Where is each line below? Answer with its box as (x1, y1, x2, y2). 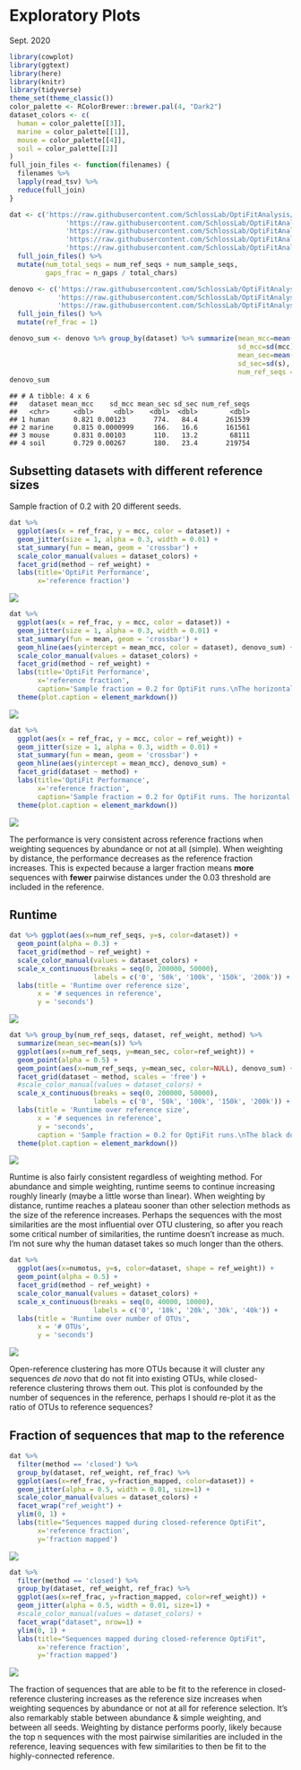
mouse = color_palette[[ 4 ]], (17, 135, 126, 144)
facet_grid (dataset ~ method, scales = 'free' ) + (17, 1072, 206, 1081)
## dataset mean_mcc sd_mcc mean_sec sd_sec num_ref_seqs (9, 400, 251, 408)
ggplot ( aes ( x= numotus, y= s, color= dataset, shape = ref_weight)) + (17, 1264, 275, 1273)
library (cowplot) (9, 52, 74, 61)
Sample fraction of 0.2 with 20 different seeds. (9, 501, 182, 511)
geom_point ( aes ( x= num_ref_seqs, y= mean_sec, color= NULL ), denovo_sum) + (17, 1063, 295, 1073)
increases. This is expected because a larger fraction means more (9, 862, 254, 873)
